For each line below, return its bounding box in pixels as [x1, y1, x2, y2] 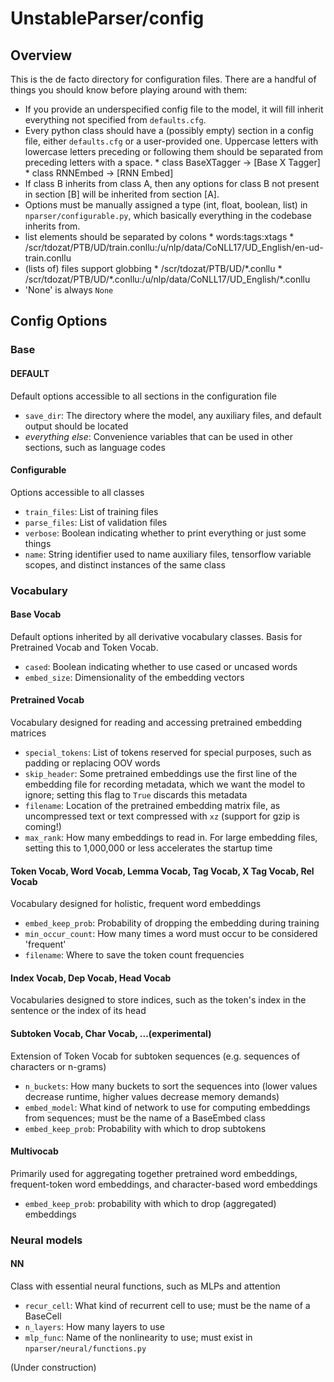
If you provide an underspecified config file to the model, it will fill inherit [24, 103, 324, 115]
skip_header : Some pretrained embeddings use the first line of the [24, 768, 298, 780]
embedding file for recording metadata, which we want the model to [24, 778, 306, 791]
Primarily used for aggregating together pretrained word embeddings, [10, 1167, 298, 1179]
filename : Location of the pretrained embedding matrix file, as [24, 800, 281, 812]
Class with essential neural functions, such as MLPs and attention [10, 1280, 281, 1292]
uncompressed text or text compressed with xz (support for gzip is [24, 810, 300, 822]
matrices [10, 727, 47, 739]
